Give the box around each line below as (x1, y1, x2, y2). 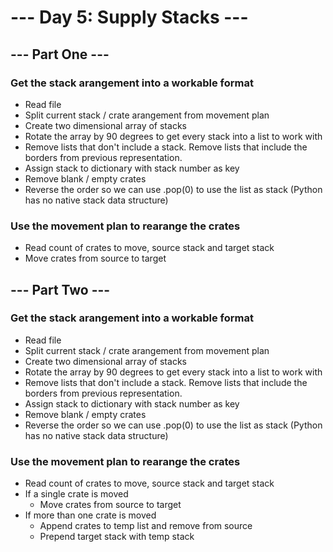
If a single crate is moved (24, 488, 129, 500)
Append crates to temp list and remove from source (39, 520, 253, 532)
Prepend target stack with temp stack (39, 531, 195, 543)
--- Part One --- (10, 46, 110, 63)
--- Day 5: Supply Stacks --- (10, 6, 249, 29)
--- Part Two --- (10, 281, 111, 298)
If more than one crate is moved (24, 509, 157, 521)
